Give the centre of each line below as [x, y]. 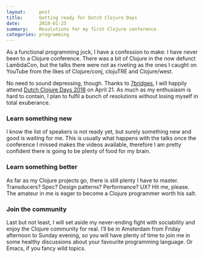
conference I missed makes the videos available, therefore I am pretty [94, 145]
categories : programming [38, 35]
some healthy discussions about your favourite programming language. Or [100, 242]
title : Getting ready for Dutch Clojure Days [72, 18]
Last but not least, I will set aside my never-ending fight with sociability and [101, 223]
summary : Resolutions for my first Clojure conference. [83, 29]
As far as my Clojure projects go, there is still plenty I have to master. [92, 180]
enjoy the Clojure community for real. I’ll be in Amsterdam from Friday [93, 229]
